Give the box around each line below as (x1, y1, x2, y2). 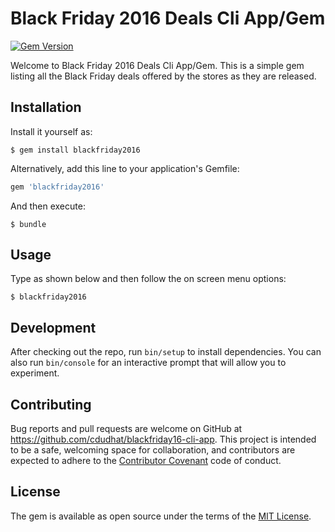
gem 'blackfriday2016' (10, 182, 105, 192)
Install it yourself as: (10, 125, 93, 137)
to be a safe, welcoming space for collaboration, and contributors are (10, 444, 296, 456)
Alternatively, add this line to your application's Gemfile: (10, 162, 240, 174)
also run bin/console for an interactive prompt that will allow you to (10, 357, 287, 369)
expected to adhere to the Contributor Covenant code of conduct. (10, 455, 282, 467)
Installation (10, 99, 82, 116)
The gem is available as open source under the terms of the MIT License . (10, 510, 312, 522)
